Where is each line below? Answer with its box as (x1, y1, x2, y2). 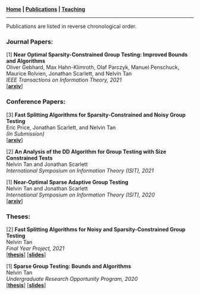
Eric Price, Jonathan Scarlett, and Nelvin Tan (6, 124, 116, 131)
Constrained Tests (6, 154, 53, 161)
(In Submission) (6, 130, 45, 137)
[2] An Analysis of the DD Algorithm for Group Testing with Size (6, 148, 167, 155)
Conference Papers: (6, 98, 65, 106)
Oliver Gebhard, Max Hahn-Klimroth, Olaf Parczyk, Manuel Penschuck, (6, 64, 180, 71)
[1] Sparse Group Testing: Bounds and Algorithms (6, 262, 132, 270)
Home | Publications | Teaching (6, 6, 85, 12)
